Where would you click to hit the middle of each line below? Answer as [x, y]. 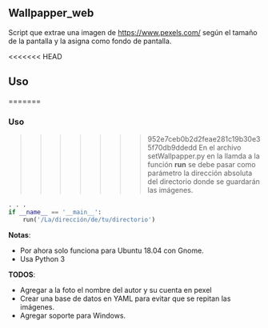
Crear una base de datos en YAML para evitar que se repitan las [125, 298]
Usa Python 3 [42, 258]
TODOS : [22, 274]
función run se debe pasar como [202, 164]
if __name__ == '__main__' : [55, 212]
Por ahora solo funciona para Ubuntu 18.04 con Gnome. [112, 250]
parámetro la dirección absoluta [200, 173]
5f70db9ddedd [172, 147]
